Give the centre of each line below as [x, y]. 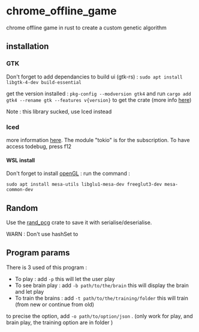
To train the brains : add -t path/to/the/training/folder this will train [102, 298]
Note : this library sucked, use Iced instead [59, 111]
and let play [29, 291]
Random [22, 208]
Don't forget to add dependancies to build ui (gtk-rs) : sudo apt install [94, 77]
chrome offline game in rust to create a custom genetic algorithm [86, 28]
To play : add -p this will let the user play [65, 279]
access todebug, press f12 [39, 146]
